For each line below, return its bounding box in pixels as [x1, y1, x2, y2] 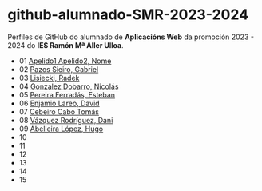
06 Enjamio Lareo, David [18, 98, 101, 108]
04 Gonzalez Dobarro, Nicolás [18, 82, 119, 91]
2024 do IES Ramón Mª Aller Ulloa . [7, 40, 125, 50]
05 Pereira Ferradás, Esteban [18, 90, 116, 99]
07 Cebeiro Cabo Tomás [18, 106, 99, 117]
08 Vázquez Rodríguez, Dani [18, 115, 113, 125]
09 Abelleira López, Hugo [18, 124, 104, 133]
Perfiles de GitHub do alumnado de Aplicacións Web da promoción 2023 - [7, 32, 255, 42]
